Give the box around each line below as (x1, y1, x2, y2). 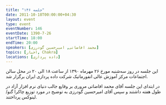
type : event (6, 21, 31, 27)
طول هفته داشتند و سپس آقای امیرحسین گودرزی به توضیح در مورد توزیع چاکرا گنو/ (6, 89, 161, 95)
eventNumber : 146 (6, 26, 43, 31)
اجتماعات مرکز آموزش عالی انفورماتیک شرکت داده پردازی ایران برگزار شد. (6, 74, 148, 80)
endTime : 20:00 (6, 40, 38, 45)
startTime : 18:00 (6, 36, 43, 41)
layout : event (6, 17, 36, 22)
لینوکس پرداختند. (6, 94, 37, 100)
